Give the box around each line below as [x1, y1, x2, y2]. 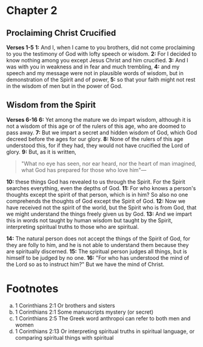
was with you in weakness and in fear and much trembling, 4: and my [6, 63, 180, 70]
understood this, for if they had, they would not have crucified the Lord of [6, 142, 190, 149]
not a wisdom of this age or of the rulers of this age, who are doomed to [6, 122, 186, 130]
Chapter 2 [6, 4, 58, 18]
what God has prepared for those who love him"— [21, 166, 147, 173]
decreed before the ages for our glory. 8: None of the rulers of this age [6, 135, 184, 142]
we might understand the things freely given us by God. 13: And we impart [6, 210, 192, 217]
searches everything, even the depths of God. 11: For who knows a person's [6, 184, 196, 191]
